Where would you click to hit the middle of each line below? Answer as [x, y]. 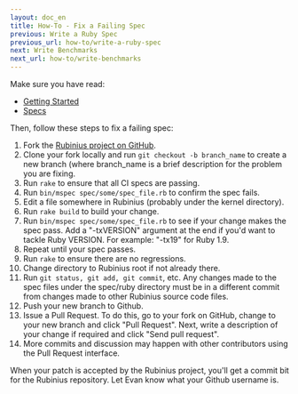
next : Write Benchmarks [54, 51]
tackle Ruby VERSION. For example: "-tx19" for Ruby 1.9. [126, 240]
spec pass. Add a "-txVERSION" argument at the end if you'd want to [149, 230]
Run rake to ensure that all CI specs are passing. [111, 183]
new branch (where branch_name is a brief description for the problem [153, 164]
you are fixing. [49, 173]
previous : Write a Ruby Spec [64, 34]
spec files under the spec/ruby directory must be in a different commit [151, 287]
